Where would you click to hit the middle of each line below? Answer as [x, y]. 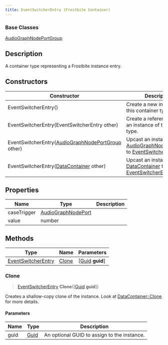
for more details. [22, 302]
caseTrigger [22, 212]
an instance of [143, 124]
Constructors [26, 82]
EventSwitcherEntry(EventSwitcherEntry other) [63, 124]
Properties [22, 190]
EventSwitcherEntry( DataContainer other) [57, 166]
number [50, 220]
